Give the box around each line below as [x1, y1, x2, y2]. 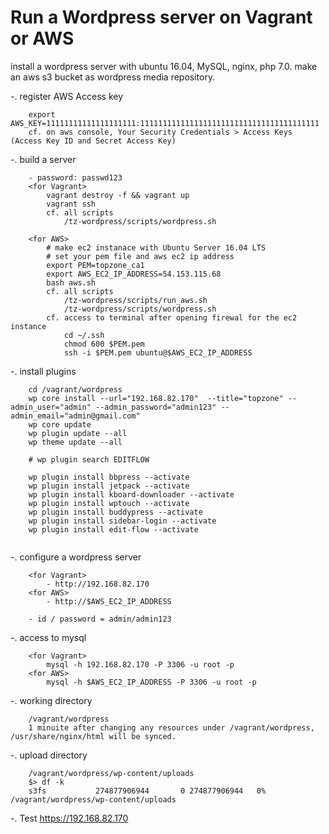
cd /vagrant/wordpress [28, 384, 123, 395]
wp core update [28, 419, 92, 430]
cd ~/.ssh [63, 330, 105, 340]
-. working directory [10, 694, 93, 706]
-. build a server [10, 153, 77, 165]
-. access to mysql [10, 631, 87, 643]
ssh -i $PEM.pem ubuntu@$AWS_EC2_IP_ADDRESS [63, 347, 253, 358]
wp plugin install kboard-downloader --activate [28, 489, 235, 500]
